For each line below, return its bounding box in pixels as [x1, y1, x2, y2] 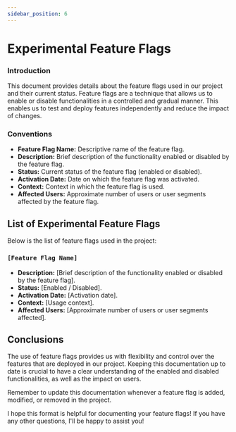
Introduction [7, 65, 51, 75]
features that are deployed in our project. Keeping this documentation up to [7, 360, 226, 368]
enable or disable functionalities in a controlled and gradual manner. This [7, 96, 218, 106]
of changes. [7, 112, 42, 120]
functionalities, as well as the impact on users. [7, 374, 142, 383]
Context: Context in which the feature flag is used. [17, 182, 166, 191]
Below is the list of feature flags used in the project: [7, 236, 157, 245]
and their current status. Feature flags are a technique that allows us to [7, 89, 213, 98]
